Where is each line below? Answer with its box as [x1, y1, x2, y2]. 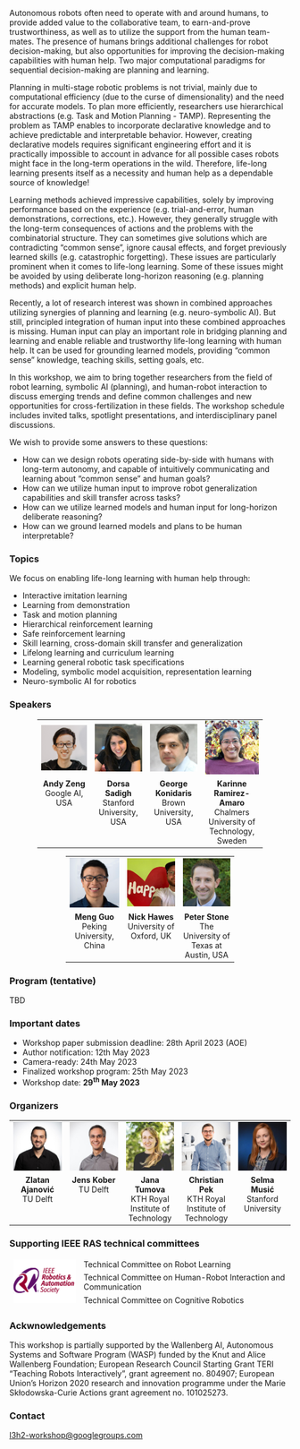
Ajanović [21, 1184, 55, 1195]
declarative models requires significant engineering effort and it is [9, 139, 252, 150]
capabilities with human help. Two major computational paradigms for [9, 56, 266, 65]
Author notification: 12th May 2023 [21, 1047, 150, 1058]
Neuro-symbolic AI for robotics [21, 676, 137, 687]
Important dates [9, 1016, 81, 1029]
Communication [83, 1282, 142, 1292]
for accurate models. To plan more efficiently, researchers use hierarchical [9, 101, 284, 111]
